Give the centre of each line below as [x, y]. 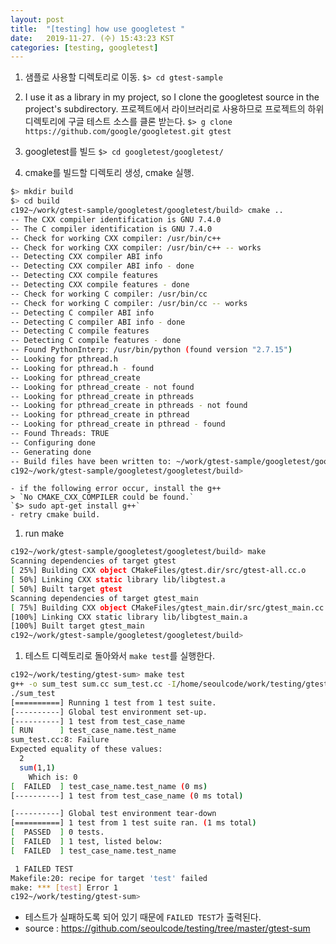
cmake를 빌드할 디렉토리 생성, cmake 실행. [109, 173]
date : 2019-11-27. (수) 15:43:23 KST [92, 38]
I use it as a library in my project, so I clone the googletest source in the [172, 97]
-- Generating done [51, 452]
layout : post [37, 19]
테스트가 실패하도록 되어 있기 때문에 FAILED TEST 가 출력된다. [143, 917]
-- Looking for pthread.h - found [82, 368]
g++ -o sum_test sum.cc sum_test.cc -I [93, 684]
